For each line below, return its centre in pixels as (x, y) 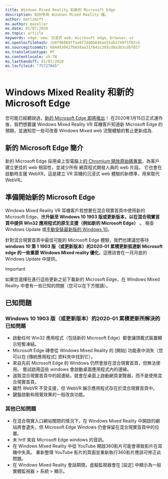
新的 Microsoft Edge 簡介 (44, 148)
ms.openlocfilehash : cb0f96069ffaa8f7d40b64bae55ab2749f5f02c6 (73, 43)
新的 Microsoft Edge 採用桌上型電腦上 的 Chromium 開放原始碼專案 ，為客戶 (82, 161)
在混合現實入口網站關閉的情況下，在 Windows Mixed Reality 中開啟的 (84, 421)
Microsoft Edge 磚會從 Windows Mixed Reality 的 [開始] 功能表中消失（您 (88, 351)
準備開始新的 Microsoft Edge (50, 197)
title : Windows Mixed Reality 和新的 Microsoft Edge (60, 10)
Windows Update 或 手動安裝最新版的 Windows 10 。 (59, 229)
